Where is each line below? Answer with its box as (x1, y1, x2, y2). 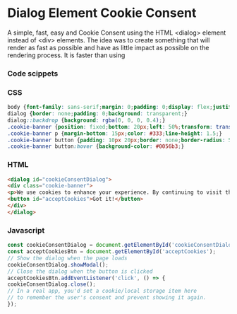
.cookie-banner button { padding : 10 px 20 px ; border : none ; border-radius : (7, 136, 226, 144)
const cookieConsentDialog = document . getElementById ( (7, 242, 172, 249)
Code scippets (7, 69, 59, 78)
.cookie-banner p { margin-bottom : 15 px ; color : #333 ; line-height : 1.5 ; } (7, 129, 222, 137)
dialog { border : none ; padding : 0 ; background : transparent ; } (7, 110, 188, 117)
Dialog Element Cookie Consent (7, 5, 197, 21)
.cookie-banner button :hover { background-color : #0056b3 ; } (7, 143, 185, 150)
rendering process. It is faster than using (7, 51, 126, 59)
